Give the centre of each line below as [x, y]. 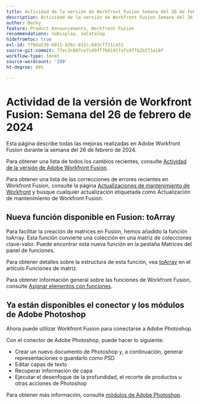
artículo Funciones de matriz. [42, 268]
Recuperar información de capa [54, 371]
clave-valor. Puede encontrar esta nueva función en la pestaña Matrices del [99, 244]
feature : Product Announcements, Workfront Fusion [70, 28]
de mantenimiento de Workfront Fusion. [55, 198]
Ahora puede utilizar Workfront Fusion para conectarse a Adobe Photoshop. [99, 328]
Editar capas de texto [41, 364]
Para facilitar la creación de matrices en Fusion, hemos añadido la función [97, 231]
